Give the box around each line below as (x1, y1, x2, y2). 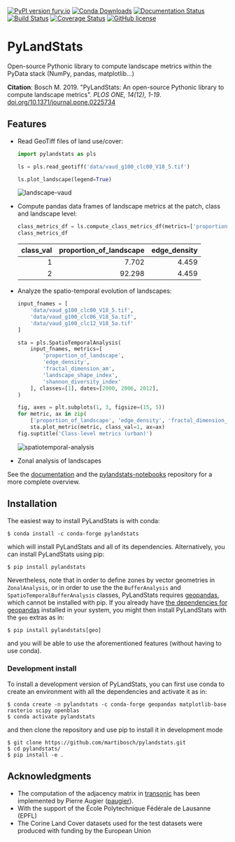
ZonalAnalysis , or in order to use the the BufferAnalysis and (7, 583, 181, 591)
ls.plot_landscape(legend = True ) (17, 176, 112, 183)
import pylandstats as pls (17, 150, 97, 157)
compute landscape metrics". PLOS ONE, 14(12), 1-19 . (7, 90, 162, 98)
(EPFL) (17, 811, 37, 820)
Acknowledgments (7, 770, 92, 782)
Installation (7, 498, 57, 510)
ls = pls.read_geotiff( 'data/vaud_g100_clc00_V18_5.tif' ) (17, 163, 190, 170)
